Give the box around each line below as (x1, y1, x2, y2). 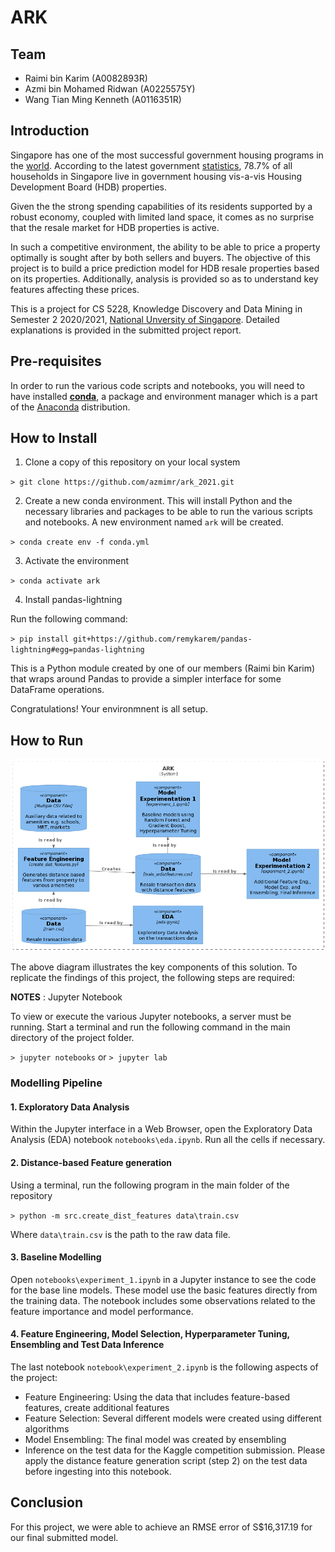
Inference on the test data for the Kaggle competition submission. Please (24, 1444, 326, 1456)
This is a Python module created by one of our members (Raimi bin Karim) (10, 662, 316, 675)
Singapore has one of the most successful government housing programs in (10, 149, 324, 161)
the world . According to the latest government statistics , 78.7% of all (10, 159, 293, 171)
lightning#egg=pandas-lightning (10, 645, 145, 655)
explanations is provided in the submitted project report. (10, 324, 242, 336)
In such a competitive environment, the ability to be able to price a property (10, 241, 321, 253)
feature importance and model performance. (10, 1305, 194, 1317)
